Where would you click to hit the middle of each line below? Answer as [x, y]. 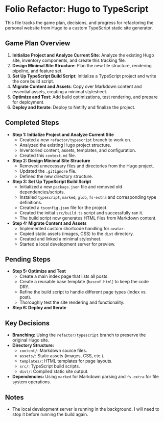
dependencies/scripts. [42, 192]
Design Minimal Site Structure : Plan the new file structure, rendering [82, 65]
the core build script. [33, 81]
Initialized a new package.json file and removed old [71, 186]
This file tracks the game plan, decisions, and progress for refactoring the [79, 23]
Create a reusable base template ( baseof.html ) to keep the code [84, 282]
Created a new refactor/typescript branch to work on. [75, 140]
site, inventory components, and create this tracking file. [69, 60]
